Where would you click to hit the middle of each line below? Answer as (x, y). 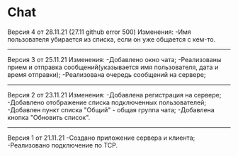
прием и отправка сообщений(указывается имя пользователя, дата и (113, 67)
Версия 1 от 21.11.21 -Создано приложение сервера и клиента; (101, 138)
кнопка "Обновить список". (49, 117)
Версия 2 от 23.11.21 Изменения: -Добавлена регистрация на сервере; (114, 95)
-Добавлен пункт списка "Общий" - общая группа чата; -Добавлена (111, 109)
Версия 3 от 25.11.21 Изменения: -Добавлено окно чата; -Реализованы (114, 59)
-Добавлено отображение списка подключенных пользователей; (107, 102)
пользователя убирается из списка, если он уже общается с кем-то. (112, 39)
